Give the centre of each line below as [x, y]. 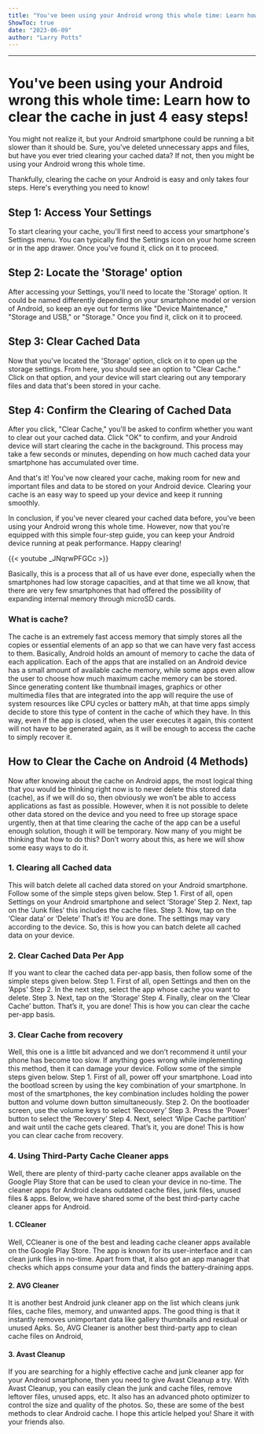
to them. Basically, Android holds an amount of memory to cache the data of [132, 653]
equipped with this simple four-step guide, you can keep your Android [121, 535]
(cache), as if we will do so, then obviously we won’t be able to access [122, 797]
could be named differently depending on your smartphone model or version [132, 300]
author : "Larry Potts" [45, 37]
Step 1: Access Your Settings [80, 212]
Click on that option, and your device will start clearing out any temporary [127, 377]
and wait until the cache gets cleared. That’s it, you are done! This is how [126, 1127]
